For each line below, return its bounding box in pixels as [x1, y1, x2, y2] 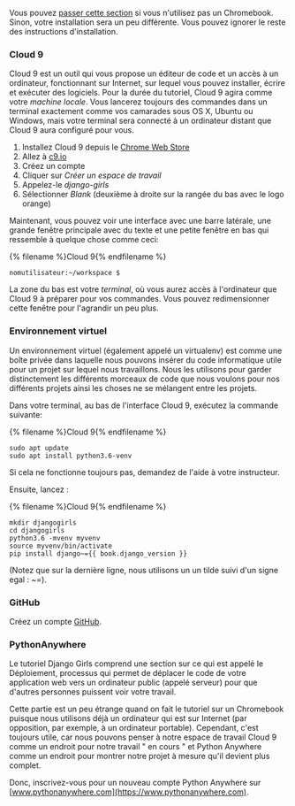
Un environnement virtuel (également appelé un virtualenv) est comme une [9, 345, 283, 356]
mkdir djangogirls [9, 518, 77, 527]
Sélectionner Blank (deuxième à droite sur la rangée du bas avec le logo [21, 189, 284, 200]
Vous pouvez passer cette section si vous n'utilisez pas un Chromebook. [9, 8, 274, 18]
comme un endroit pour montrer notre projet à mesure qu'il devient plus [9, 751, 270, 762]
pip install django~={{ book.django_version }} [9, 549, 188, 558]
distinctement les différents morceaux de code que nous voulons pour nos [9, 373, 280, 384]
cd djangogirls [9, 526, 65, 534]
